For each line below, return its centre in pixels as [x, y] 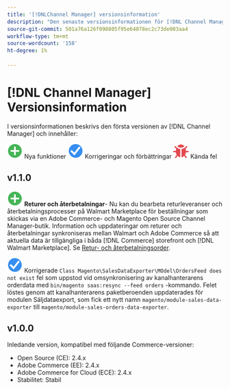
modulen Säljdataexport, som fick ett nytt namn [74, 299]
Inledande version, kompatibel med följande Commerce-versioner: [101, 345]
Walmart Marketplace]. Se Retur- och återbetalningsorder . [89, 248]
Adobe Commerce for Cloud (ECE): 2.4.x [74, 373]
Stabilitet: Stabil [39, 380]
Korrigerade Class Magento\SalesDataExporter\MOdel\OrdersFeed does [123, 270]
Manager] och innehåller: [42, 133]
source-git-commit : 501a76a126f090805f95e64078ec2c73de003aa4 [98, 29]
